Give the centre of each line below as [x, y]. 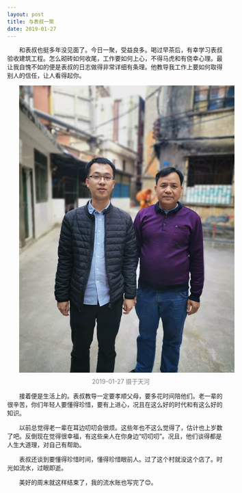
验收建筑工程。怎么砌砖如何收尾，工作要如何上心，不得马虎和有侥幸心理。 [112, 59]
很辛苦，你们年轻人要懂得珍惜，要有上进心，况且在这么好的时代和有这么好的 [115, 405]
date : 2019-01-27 [32, 29]
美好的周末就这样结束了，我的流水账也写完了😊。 [88, 483]
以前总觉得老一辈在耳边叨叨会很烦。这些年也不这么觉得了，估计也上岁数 [121, 428]
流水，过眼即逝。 [43, 468]
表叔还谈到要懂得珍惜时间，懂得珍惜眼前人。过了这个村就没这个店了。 [118, 459]
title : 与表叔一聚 [31, 22]
